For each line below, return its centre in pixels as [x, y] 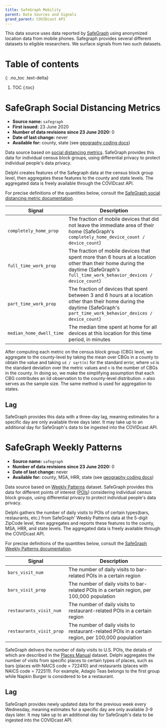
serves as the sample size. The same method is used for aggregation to [79, 384]
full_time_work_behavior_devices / [111, 275]
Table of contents [42, 64]
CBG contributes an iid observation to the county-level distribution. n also [80, 378]
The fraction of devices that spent [108, 289]
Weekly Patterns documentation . [39, 549]
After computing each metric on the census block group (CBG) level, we [79, 352]
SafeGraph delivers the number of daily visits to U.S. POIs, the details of [79, 650]
